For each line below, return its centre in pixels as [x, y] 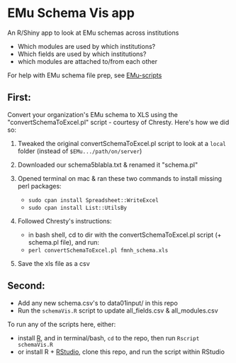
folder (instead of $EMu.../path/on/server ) [80, 151]
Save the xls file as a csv [54, 263]
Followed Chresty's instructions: [64, 220]
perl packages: [39, 186]
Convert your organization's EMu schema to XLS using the [93, 114]
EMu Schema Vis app [71, 13]
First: [19, 97]
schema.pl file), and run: [64, 242]
